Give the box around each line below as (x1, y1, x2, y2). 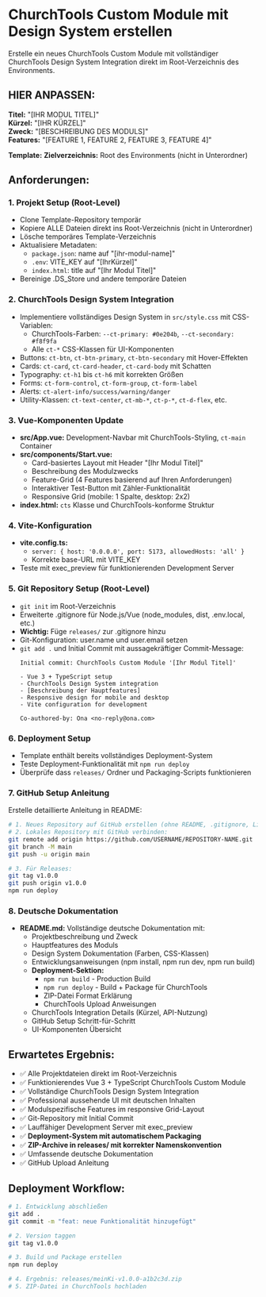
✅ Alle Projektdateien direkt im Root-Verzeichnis (19, 1069, 177, 1079)
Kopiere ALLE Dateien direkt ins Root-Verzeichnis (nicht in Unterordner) (19, 224, 253, 233)
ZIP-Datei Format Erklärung (43, 991, 133, 1001)
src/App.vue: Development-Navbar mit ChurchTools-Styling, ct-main (19, 433, 246, 442)
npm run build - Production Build (43, 974, 151, 983)
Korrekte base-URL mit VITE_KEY (31, 555, 141, 564)
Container (19, 441, 53, 451)
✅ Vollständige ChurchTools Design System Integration (19, 1087, 199, 1096)
